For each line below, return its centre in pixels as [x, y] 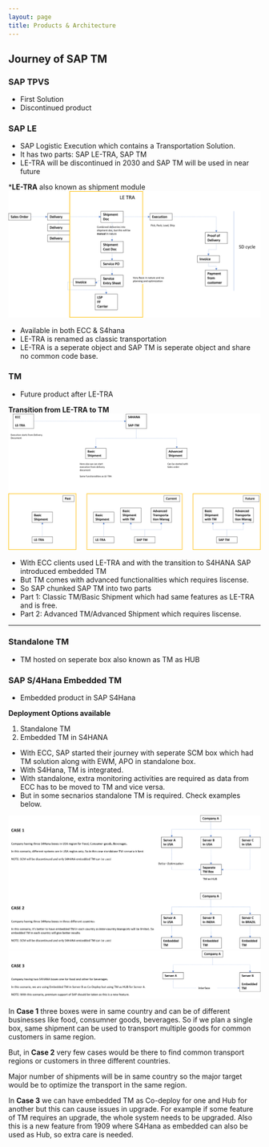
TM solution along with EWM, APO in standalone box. [108, 762]
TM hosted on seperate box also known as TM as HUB [110, 659]
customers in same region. [52, 1036]
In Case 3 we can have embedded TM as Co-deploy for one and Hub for [128, 1100]
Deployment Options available [60, 714]
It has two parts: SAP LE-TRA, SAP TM [83, 155]
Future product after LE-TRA [66, 394]
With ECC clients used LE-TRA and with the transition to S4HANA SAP [135, 563]
